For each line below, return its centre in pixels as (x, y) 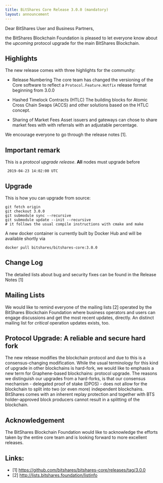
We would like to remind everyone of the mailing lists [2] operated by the (79, 307)
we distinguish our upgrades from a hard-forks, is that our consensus (75, 379)
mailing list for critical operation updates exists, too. (57, 322)
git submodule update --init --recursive (48, 220)
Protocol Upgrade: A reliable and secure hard (75, 338)
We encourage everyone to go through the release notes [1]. (66, 135)
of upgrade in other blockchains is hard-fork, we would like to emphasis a (80, 368)
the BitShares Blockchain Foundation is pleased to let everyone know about (81, 38)
